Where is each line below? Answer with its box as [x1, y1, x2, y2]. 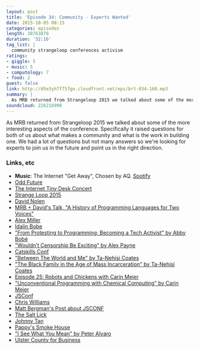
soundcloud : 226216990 [6, 102, 62, 109]
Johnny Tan [14, 317, 44, 324]
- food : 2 [6, 75, 31, 81]
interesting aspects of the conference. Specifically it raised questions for [6, 125, 184, 132]
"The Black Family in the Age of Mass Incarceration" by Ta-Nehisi [14, 261, 175, 268]
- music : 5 [6, 64, 33, 70]
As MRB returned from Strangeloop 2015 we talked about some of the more [6, 119, 191, 126]
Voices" [14, 210, 34, 217]
